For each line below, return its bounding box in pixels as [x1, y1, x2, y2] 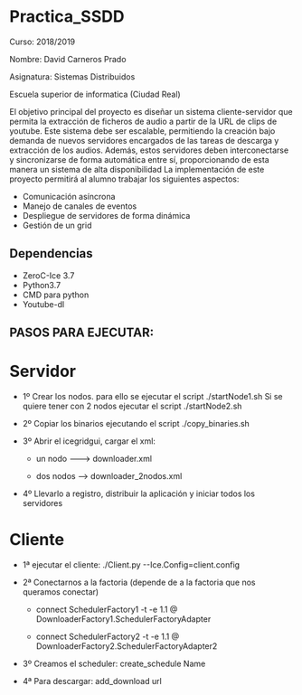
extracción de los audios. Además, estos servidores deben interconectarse [9, 145, 289, 155]
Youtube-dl [22, 298, 65, 309]
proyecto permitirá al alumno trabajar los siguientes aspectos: [9, 174, 240, 184]
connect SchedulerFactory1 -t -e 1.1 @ [35, 604, 178, 615]
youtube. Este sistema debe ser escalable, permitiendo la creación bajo [9, 125, 276, 136]
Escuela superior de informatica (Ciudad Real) [9, 89, 181, 99]
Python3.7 [22, 279, 61, 290]
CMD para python [22, 289, 90, 300]
